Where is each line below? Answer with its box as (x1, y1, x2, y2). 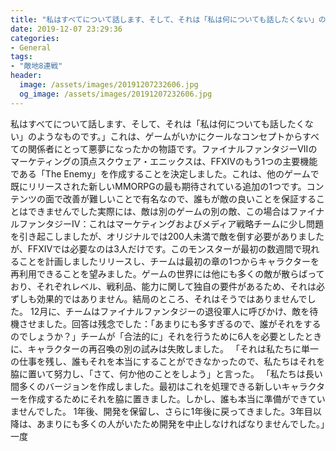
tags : (10, 52, 33, 62)
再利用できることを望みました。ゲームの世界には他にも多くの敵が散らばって (10, 267, 325, 280)
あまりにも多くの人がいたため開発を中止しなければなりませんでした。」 (36, 417, 325, 430)
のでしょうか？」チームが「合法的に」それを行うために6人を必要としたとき (10, 330, 323, 342)
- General (10, 42, 52, 53)
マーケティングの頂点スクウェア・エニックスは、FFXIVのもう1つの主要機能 (10, 155, 318, 167)
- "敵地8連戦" (10, 61, 63, 71)
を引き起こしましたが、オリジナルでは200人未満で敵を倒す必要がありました (10, 230, 325, 242)
